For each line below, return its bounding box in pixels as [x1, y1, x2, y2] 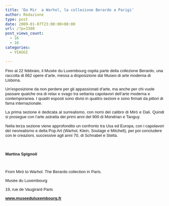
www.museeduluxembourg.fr [5, 195, 62, 201]
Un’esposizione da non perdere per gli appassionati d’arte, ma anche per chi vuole [5, 86, 155, 91]
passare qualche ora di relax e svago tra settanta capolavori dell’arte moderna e [5, 91, 150, 96]
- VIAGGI [10, 49, 28, 55]
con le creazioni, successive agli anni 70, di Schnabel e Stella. [5, 132, 118, 138]
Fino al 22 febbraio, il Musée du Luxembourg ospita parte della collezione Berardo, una [5, 68, 163, 73]
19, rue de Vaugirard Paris [5, 186, 53, 192]
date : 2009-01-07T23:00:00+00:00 [5, 21, 76, 27]
